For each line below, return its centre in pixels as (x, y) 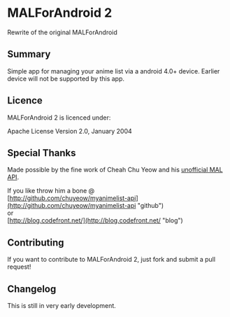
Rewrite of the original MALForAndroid (62, 32)
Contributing (36, 242)
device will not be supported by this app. (66, 78)
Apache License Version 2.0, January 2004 (70, 131)
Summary (29, 54)
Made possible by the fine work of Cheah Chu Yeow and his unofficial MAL (115, 170)
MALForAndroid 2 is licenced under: (59, 118)
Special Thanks (42, 153)
